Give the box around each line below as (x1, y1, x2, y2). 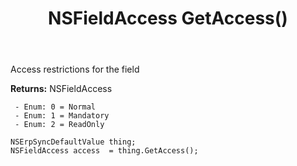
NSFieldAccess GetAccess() (48, 7, 288, 30)
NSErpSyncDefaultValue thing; (10, 137, 137, 147)
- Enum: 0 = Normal (14, 102, 97, 112)
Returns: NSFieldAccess (10, 83, 113, 95)
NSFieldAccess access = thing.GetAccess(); (10, 146, 199, 156)
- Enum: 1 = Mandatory (14, 111, 110, 121)
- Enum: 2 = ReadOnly (14, 120, 105, 130)
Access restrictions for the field (10, 63, 140, 76)
